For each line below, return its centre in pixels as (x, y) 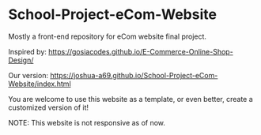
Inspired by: (28, 51)
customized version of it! (49, 107)
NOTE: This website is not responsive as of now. (87, 122)
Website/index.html (40, 84)
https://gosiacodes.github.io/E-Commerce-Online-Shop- (141, 51)
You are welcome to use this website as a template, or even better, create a (130, 99)
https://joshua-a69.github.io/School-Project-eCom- (134, 75)
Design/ (21, 60)
